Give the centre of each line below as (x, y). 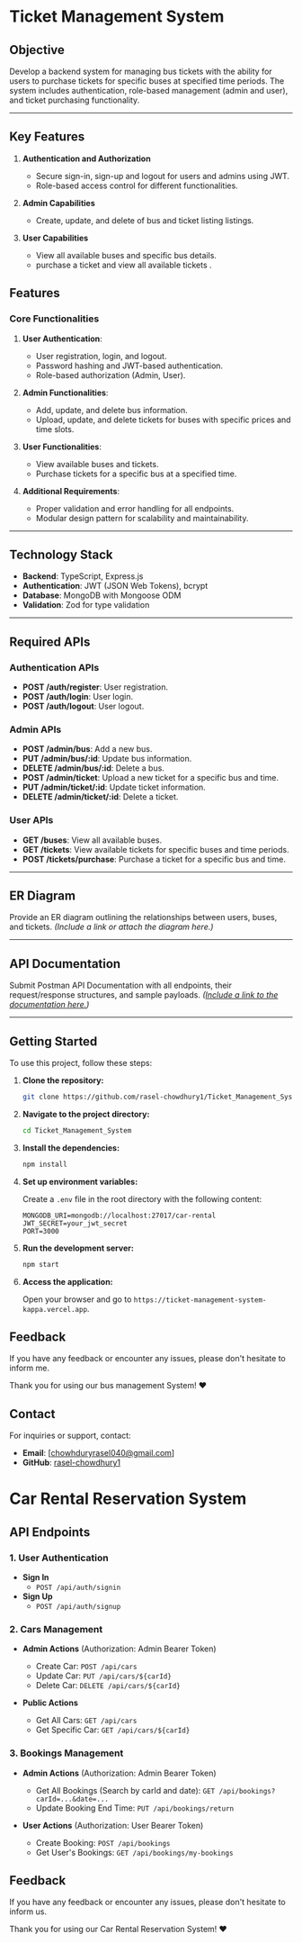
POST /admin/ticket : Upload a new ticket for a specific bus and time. (151, 778)
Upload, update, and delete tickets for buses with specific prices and (163, 420)
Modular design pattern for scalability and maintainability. (142, 518)
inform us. (28, 1911)
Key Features (47, 137)
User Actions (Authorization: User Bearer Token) (113, 1825)
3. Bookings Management (67, 1753)
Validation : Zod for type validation (86, 605)
